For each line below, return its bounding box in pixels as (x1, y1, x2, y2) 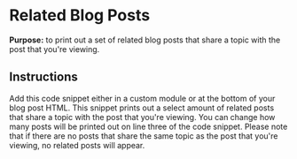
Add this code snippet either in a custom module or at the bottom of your (9, 93, 276, 103)
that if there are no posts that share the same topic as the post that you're (9, 130, 278, 141)
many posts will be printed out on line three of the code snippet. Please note (9, 121, 288, 132)
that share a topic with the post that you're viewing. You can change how (9, 111, 276, 122)
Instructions (9, 70, 78, 85)
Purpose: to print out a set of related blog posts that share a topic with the (9, 34, 281, 45)
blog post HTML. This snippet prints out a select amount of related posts (9, 102, 275, 113)
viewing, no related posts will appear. (9, 140, 145, 150)
